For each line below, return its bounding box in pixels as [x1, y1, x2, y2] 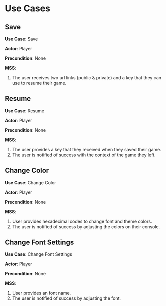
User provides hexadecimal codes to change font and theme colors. [12, 218, 152, 224]
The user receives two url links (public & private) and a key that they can [12, 75, 161, 80]
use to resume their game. [12, 80, 67, 86]
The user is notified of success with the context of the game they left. [12, 152, 156, 158]
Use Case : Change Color [5, 179, 56, 185]
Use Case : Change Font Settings [5, 251, 72, 257]
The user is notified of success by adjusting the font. [12, 295, 121, 301]
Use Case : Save [5, 36, 38, 42]
